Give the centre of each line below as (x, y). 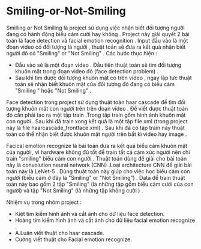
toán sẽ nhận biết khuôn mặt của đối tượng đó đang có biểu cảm (95, 84)
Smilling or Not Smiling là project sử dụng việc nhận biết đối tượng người (95, 28)
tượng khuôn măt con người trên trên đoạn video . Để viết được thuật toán (97, 108)
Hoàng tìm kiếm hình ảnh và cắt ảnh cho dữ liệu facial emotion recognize (105, 220)
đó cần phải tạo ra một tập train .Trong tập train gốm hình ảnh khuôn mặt (96, 115)
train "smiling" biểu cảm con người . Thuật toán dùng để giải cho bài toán (97, 158)
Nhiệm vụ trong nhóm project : (44, 202)
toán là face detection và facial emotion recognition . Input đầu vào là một (97, 40)
